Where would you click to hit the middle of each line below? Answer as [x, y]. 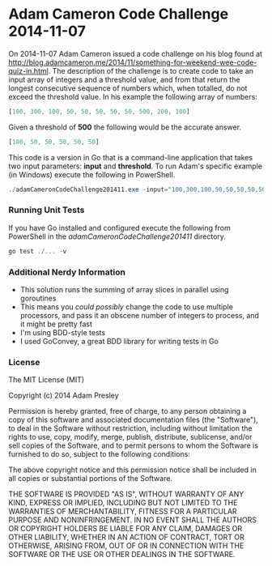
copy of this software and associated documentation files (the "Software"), [134, 420]
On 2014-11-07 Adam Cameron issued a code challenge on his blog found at [136, 53]
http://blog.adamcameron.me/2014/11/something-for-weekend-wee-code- [133, 62]
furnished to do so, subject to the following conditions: [99, 454]
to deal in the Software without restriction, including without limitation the [130, 428]
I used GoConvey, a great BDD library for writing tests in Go [119, 342]
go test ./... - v [38, 251]
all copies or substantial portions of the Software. [90, 479]
